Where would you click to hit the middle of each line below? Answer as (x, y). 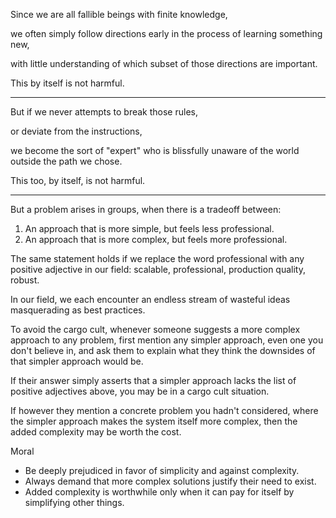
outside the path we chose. (66, 161)
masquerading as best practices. (78, 310)
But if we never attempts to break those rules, (104, 112)
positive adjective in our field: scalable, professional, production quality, (158, 269)
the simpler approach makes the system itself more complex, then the (154, 421)
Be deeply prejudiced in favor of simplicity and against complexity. (162, 470)
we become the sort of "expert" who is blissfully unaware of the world (155, 150)
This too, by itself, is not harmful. (78, 180)
